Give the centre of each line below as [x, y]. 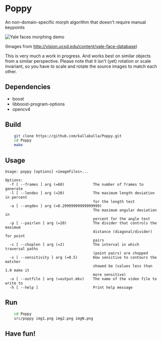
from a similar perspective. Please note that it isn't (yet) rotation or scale [78, 61]
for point [15, 236]
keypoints [15, 27]
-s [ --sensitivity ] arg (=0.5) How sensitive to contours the [83, 258]
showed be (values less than [123, 266]
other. [11, 71]
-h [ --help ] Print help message [71, 288]
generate [14, 189]
